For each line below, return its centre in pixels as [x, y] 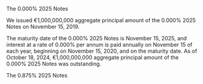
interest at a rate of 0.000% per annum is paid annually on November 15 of [99, 45]
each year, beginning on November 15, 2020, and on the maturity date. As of [102, 51]
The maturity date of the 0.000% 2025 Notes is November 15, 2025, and [97, 38]
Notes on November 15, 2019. [43, 27]
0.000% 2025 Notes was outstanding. [54, 64]
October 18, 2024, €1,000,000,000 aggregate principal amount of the [92, 57]
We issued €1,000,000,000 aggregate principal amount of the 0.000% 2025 [101, 20]
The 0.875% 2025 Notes [37, 75]
